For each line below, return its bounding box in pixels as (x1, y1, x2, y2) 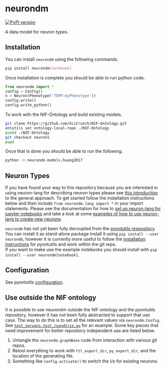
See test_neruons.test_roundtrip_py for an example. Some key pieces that (5, 322, 159, 328)
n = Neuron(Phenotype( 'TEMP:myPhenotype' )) (5, 93, 96, 99)
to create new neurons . (15, 216, 62, 222)
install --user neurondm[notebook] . (5, 252, 80, 258)
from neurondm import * (5, 84, 54, 89)
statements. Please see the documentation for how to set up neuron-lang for (5, 206, 161, 212)
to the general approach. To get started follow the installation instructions (5, 195, 155, 201)
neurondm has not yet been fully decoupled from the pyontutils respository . (5, 225, 156, 232)
